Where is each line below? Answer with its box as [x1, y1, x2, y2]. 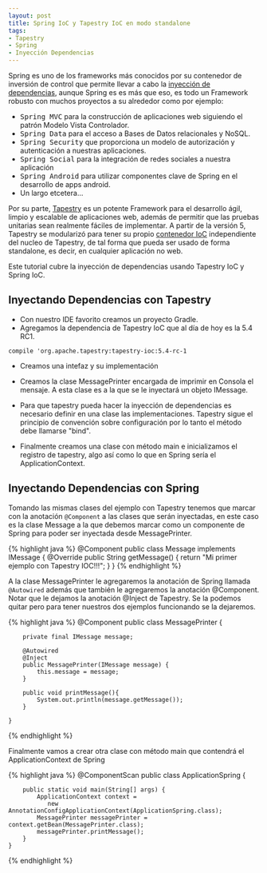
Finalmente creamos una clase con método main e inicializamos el [19, 441, 238, 451]
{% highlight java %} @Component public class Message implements [8, 544, 236, 553]
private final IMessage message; [22, 632, 134, 640]
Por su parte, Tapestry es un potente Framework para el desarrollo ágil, [8, 204, 243, 213]
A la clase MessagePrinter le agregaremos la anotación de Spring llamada [8, 576, 251, 586]
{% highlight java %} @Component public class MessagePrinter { [8, 617, 223, 627]
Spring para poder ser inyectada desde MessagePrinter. [8, 528, 193, 538]
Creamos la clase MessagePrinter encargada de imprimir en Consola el [19, 377, 253, 386]
